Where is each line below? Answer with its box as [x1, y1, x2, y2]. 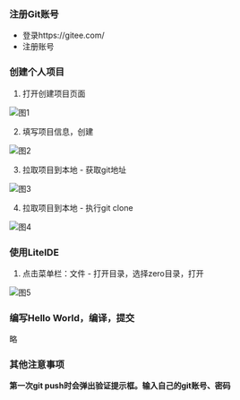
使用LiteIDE [9, 246, 60, 258]
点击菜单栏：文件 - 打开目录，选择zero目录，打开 [21, 267, 204, 279]
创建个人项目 [9, 65, 65, 78]
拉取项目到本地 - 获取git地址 [21, 164, 127, 175]
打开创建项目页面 [21, 88, 86, 99]
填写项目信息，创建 [21, 126, 94, 136]
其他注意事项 [9, 359, 65, 371]
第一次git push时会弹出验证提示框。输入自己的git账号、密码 [9, 380, 231, 391]
